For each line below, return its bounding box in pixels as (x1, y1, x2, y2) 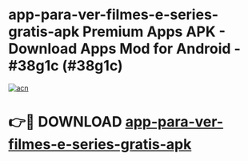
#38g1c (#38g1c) (8, 57, 123, 75)
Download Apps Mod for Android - (8, 40, 242, 58)
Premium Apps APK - (82, 22, 226, 41)
